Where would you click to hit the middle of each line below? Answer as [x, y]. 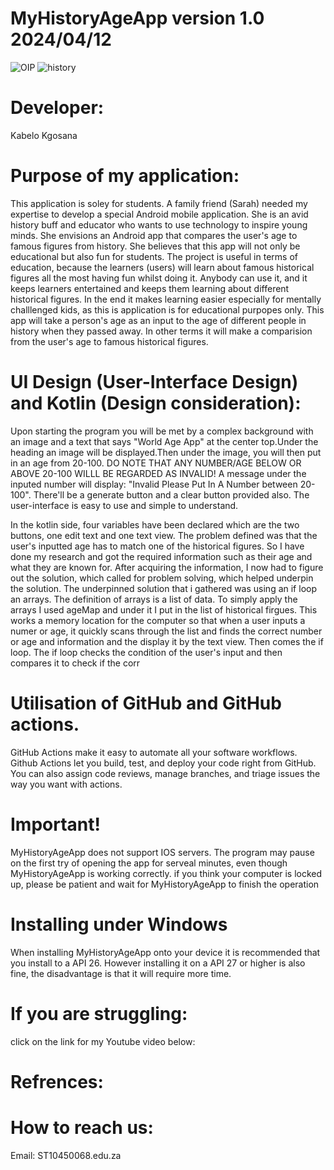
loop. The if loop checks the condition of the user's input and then [146, 652]
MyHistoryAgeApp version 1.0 [137, 18]
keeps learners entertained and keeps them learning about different [150, 288]
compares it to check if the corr [75, 663]
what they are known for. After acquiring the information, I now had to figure [167, 567]
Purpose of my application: [125, 176]
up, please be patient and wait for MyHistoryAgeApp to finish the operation [165, 884]
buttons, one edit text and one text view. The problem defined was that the [164, 535]
